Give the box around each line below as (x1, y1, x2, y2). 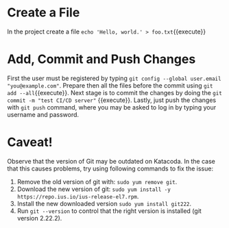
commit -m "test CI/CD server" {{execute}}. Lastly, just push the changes (7, 96, 217, 104)
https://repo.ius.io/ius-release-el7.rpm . (16, 192, 139, 200)
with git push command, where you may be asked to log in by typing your (7, 103, 217, 111)
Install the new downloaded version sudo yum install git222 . (16, 199, 192, 207)
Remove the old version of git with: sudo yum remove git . (16, 177, 178, 186)
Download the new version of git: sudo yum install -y (16, 185, 171, 193)
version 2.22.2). (16, 214, 62, 222)
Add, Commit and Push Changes (7, 51, 196, 67)
